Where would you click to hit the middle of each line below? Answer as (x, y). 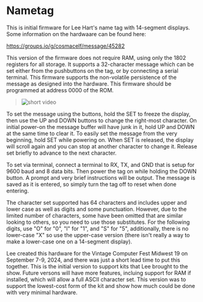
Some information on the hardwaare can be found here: (76, 34)
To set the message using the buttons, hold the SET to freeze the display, (98, 114)
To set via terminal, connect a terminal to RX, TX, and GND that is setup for (101, 164)
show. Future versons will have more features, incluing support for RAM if (99, 273)
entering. (18, 191)
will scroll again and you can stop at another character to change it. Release (102, 146)
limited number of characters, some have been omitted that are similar (95, 215)
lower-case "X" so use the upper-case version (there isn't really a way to (98, 235)
